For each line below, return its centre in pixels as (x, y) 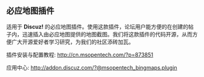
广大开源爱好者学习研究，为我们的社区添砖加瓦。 (73, 42)
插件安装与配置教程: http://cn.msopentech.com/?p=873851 (80, 55)
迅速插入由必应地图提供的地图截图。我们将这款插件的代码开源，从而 (107, 34)
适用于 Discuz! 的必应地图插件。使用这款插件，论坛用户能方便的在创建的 (97, 27)
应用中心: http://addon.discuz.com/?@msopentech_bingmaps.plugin (92, 67)
